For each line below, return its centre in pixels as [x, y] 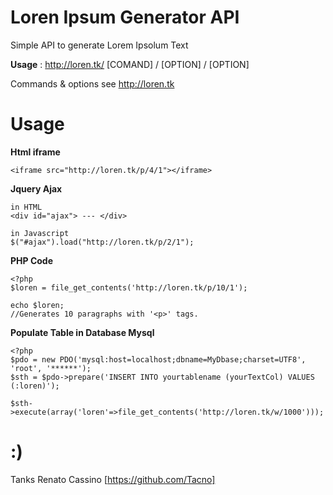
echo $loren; [37, 305]
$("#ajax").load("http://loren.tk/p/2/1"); [102, 242]
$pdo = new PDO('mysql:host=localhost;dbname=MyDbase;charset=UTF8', [158, 359]
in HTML [26, 207]
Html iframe [35, 152]
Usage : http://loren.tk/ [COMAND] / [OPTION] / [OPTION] [130, 64]
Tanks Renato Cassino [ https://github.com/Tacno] [113, 479]
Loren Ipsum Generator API [125, 17]
